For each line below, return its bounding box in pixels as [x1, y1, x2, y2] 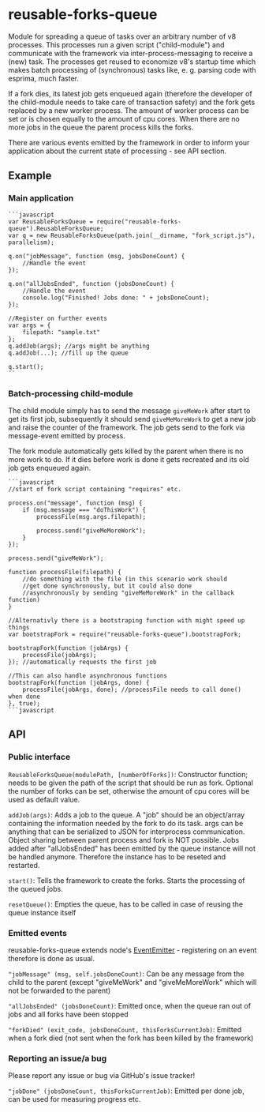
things [8, 623, 30, 631]
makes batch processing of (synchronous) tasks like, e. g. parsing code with [8, 65, 256, 74]
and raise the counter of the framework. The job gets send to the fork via [8, 423, 245, 432]
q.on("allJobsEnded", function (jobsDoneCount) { [8, 280, 175, 287]
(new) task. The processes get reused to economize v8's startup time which [8, 57, 256, 66]
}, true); [8, 699, 41, 708]
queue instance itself [8, 907, 77, 917]
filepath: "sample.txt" [22, 328, 101, 336]
